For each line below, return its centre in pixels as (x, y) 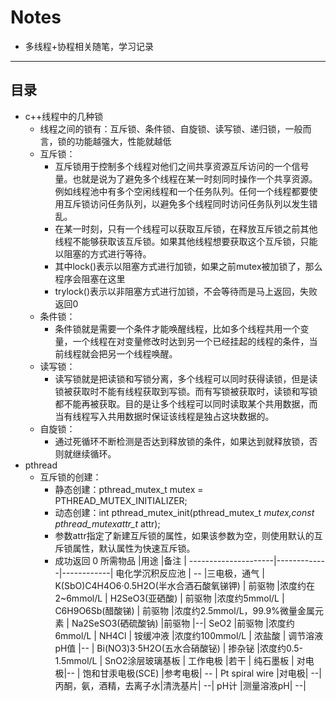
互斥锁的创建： (70, 477)
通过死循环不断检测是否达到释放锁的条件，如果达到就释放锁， (182, 441)
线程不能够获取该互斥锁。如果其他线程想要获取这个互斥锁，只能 (186, 241)
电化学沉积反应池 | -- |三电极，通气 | (190, 573)
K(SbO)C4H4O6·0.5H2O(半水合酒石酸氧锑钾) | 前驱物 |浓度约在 (185, 585)
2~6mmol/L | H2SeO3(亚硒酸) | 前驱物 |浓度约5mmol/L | (169, 598)
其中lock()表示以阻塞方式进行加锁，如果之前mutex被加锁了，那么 (188, 266)
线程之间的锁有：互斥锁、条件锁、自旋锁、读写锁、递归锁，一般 (171, 128)
